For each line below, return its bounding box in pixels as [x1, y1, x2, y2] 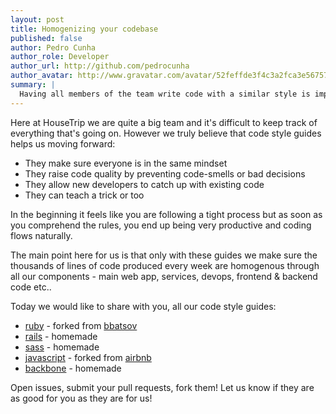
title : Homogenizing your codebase [10, 24, 159, 34]
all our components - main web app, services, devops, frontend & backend [10, 270, 318, 282]
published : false [10, 33, 83, 43]
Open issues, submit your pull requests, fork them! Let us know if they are [10, 381, 315, 393]
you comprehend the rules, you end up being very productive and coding [10, 219, 312, 231]
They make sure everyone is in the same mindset [24, 157, 228, 169]
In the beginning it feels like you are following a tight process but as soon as [10, 208, 323, 220]
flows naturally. [10, 229, 73, 241]
